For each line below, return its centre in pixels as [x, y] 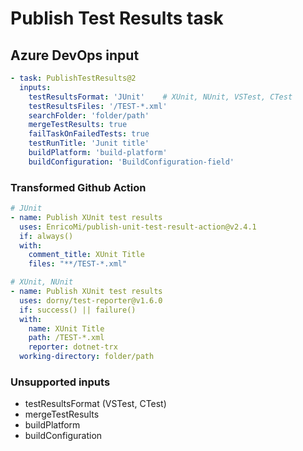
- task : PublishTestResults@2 [73, 78]
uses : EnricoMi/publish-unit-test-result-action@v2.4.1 [138, 227]
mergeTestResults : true [78, 125]
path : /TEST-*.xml [66, 338]
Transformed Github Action [78, 187]
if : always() [46, 236]
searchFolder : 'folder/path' [89, 115]
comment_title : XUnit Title [86, 255]
